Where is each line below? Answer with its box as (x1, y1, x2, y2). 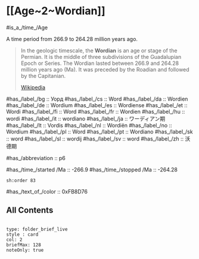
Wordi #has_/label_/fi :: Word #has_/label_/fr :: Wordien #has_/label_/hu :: (6, 108, 185, 115)
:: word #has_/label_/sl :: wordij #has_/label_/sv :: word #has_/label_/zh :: (6, 135, 184, 142)
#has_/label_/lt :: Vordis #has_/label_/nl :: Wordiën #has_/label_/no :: (6, 121, 172, 129)
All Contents (6, 205, 54, 216)
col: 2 (6, 236, 23, 242)
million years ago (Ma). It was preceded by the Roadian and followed (20, 65, 189, 73)
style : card (6, 231, 39, 238)
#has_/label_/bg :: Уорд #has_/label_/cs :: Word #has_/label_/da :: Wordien (6, 95, 188, 102)
